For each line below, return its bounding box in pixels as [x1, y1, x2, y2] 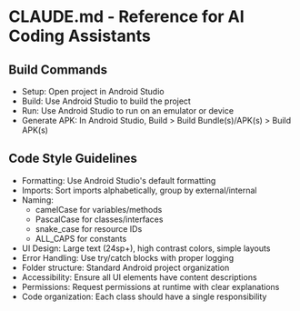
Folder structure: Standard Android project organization [21, 262, 230, 273]
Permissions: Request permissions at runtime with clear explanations [21, 281, 280, 292]
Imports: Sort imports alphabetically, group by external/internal [21, 185, 257, 196]
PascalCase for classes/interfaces [35, 214, 164, 225]
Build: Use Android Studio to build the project [21, 95, 192, 106]
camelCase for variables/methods [35, 204, 163, 215]
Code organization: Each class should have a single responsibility [21, 291, 267, 302]
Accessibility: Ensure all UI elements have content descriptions [21, 271, 257, 283]
